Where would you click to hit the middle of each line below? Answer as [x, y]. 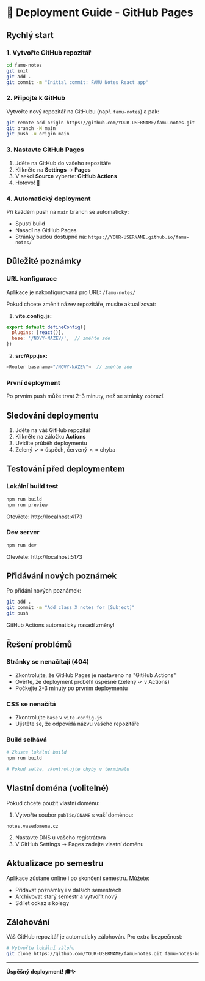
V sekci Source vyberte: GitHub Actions [66, 176]
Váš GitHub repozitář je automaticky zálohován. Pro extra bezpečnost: [95, 937]
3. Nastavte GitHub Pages [45, 150]
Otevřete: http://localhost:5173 [45, 556]
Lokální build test [32, 487]
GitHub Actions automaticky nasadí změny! [60, 625]
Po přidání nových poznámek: [44, 591]
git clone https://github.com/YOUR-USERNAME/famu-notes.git [85, 954]
